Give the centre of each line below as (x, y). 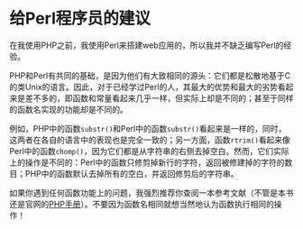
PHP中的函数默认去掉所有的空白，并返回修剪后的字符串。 (132, 173)
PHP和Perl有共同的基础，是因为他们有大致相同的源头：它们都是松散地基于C (150, 75)
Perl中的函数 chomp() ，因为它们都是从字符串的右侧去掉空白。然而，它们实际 (150, 151)
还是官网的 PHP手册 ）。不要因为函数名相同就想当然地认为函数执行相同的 (142, 204)
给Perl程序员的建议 (80, 18)
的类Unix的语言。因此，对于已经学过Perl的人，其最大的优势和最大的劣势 (143, 87)
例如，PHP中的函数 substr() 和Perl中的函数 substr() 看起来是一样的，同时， (148, 128)
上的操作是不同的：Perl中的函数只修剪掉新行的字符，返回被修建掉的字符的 (147, 162)
